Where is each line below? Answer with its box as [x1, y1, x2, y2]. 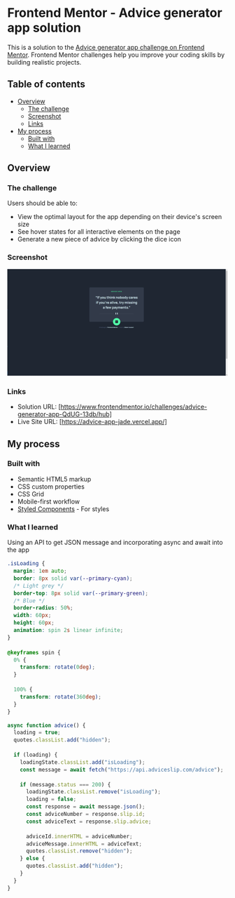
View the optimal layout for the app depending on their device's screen [17, 213, 222, 221]
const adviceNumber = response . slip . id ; [25, 811, 145, 818]
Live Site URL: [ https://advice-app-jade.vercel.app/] [17, 418, 168, 426]
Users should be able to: [7, 199, 78, 208]
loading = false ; [25, 795, 77, 803]
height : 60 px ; [13, 619, 55, 626]
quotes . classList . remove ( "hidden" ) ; [25, 847, 133, 854]
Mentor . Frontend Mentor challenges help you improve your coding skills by [7, 51, 225, 59]
